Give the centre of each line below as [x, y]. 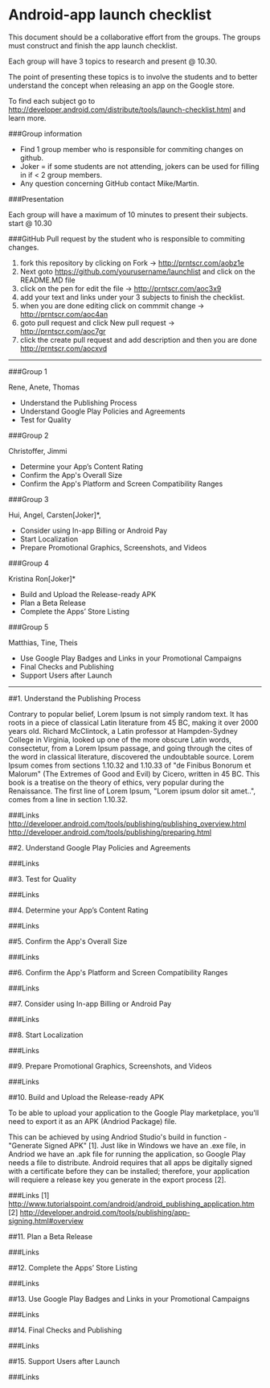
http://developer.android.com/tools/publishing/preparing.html [110, 832]
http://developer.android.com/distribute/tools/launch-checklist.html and [127, 109]
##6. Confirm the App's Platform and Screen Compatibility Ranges [118, 972]
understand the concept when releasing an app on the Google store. [121, 85]
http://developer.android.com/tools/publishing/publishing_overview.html [127, 823]
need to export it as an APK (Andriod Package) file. [92, 1121]
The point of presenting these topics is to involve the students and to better [133, 76]
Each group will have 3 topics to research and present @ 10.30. [113, 61]
